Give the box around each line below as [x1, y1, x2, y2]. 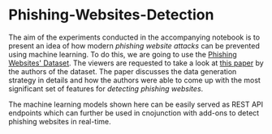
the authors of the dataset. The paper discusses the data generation [8, 66, 237, 76]
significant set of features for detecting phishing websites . [8, 83, 204, 94]
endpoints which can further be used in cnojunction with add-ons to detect [8, 107, 260, 118]
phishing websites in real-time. [8, 116, 111, 126]
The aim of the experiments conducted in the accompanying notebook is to [8, 32, 261, 42]
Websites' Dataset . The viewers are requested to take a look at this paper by [8, 58, 264, 68]
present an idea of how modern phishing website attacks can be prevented [8, 40, 260, 50]
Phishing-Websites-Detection [8, 6, 214, 24]
